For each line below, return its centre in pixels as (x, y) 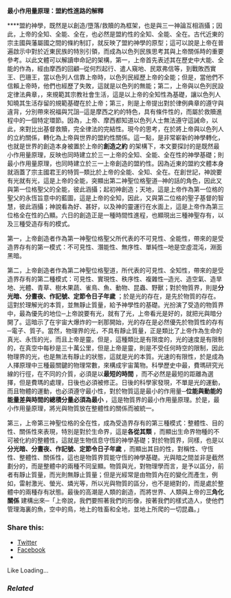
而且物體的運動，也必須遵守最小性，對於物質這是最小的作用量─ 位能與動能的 (114, 391)
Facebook (31, 550)
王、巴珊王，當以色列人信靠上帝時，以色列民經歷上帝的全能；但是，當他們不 (115, 77)
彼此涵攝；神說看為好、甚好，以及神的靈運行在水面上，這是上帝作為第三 (121, 207)
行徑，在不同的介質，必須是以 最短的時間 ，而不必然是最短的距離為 (113, 374)
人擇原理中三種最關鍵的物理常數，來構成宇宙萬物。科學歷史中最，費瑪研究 (112, 365)
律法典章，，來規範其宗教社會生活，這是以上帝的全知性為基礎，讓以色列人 (117, 94)
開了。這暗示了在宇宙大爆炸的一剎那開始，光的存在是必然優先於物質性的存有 (115, 322)
